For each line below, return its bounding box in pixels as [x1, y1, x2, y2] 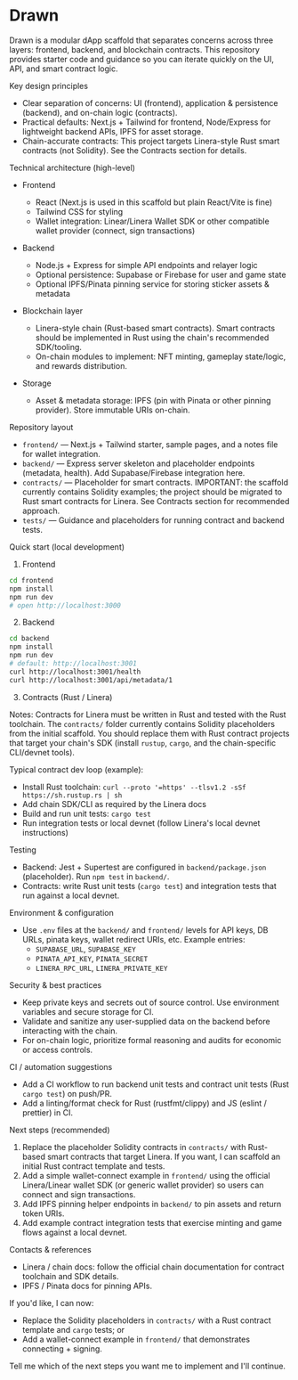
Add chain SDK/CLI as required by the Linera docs [21, 798, 207, 809]
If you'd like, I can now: [9, 1297, 94, 1308]
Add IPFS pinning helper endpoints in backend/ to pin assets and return [21, 1198, 282, 1209]
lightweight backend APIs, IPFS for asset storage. [21, 126, 204, 136]
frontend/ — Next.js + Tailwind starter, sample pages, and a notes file [21, 438, 278, 450]
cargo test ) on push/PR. [21, 1088, 113, 1098]
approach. [21, 505, 60, 516]
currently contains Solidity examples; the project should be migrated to [21, 486, 283, 497]
